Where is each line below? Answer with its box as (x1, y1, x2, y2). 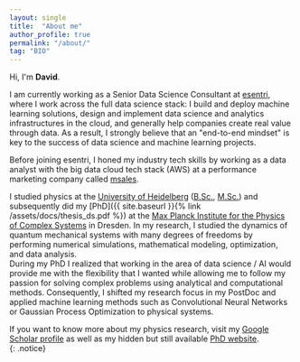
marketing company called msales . (9, 173, 139, 185)
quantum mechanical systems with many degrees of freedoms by (9, 229, 253, 240)
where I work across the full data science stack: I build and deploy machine (9, 98, 290, 109)
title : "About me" (9, 22, 83, 31)
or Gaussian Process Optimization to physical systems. (9, 306, 214, 317)
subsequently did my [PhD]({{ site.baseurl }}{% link (9, 200, 202, 212)
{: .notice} (9, 343, 47, 354)
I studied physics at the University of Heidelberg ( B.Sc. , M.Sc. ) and (9, 191, 258, 202)
